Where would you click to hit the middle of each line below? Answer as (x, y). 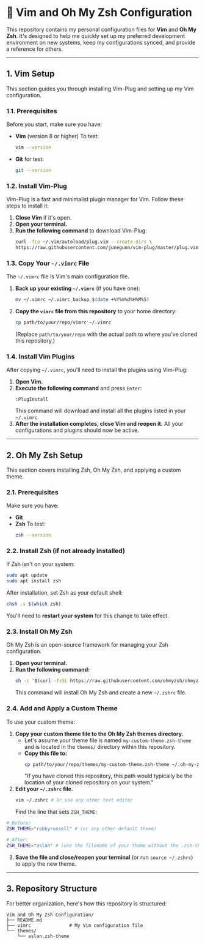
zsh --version (33, 535)
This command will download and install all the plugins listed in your (100, 411)
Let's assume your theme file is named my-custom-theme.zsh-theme (108, 740)
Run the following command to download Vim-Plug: (81, 231)
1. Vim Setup (31, 74)
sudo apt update (27, 575)
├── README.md (24, 920)
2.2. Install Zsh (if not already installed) (66, 551)
